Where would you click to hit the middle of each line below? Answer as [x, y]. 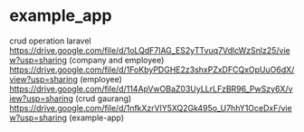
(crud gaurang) [104, 98]
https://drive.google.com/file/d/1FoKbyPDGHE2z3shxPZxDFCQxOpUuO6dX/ [152, 70]
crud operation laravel [51, 41]
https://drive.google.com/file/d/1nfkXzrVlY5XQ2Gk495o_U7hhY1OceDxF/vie [151, 108]
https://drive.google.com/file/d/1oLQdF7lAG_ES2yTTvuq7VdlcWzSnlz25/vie [150, 50]
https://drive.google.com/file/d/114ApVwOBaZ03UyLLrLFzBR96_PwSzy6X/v [151, 89]
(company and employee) [117, 60]
